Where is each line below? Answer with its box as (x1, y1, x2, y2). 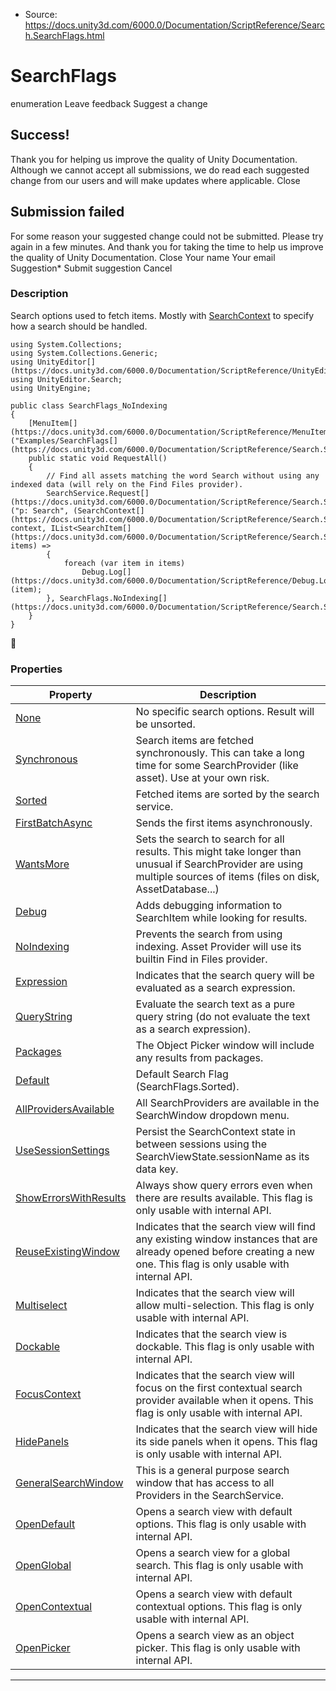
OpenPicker (15, 1641, 71, 1655)
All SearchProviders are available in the (135, 1096, 320, 1110)
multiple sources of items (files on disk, (135, 870, 320, 884)
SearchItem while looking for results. (135, 911, 308, 925)
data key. (135, 1162, 179, 1176)
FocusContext (15, 1387, 82, 1401)
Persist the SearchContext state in (135, 1125, 296, 1139)
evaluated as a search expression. (135, 981, 296, 995)
